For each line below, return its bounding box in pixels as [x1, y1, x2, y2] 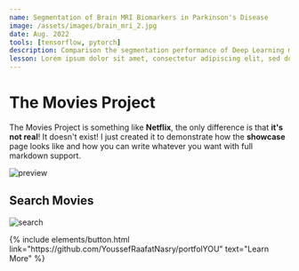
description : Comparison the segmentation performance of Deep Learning [9, 46, 285, 55]
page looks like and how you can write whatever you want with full [9, 140, 254, 151]
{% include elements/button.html [9, 234, 131, 244]
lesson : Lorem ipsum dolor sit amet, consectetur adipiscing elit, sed [9, 54, 280, 63]
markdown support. [9, 150, 82, 161]
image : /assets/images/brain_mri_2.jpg [9, 21, 158, 30]
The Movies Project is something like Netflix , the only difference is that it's [9, 122, 283, 132]
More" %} [9, 252, 46, 263]
